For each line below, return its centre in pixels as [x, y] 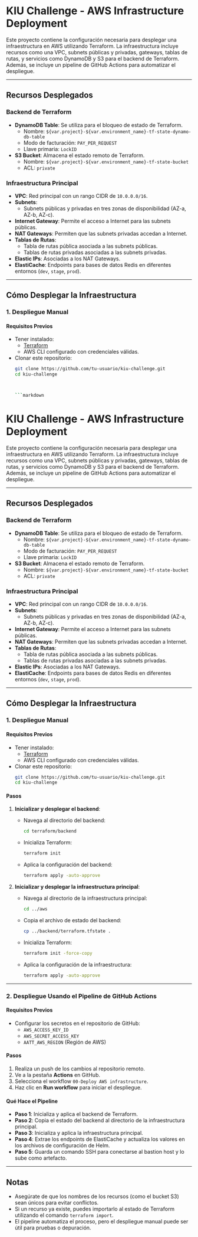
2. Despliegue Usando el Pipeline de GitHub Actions [82, 996]
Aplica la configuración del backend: [68, 865]
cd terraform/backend [50, 831]
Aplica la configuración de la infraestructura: [77, 964]
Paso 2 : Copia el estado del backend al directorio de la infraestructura [100, 1121]
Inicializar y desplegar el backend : [57, 809]
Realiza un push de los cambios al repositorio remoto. [80, 1068]
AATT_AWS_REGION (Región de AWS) [65, 1042]
